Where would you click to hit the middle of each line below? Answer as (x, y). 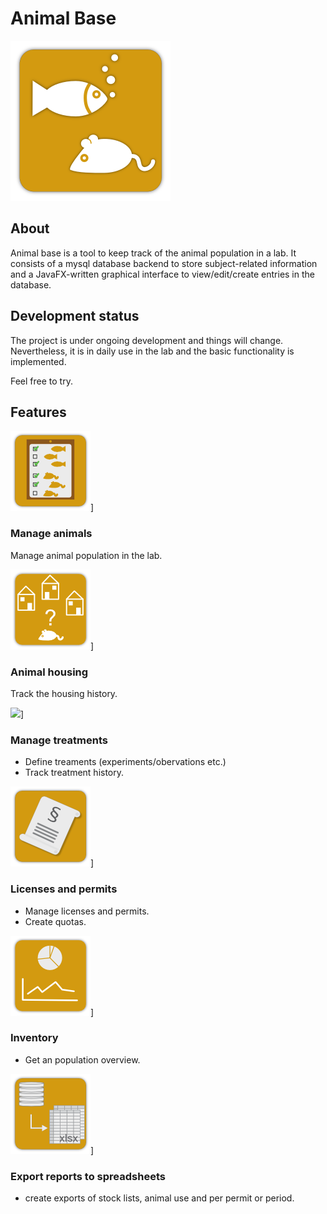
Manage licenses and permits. (87, 911)
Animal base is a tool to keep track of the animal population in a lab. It (153, 253)
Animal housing (49, 672)
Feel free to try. (41, 381)
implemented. (38, 361)
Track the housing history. (64, 693)
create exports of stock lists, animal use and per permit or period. (159, 1198)
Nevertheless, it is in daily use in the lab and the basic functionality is (152, 351)
